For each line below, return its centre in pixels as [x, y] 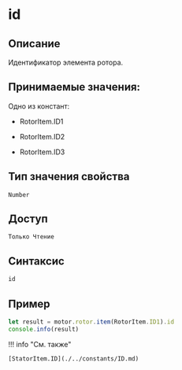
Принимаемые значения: [74, 87]
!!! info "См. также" [40, 344]
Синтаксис [36, 261]
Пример [29, 303]
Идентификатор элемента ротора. [66, 62]
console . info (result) [44, 329]
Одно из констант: [39, 106]
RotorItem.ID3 [42, 152]
